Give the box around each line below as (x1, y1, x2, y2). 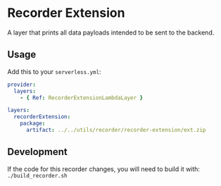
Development (7, 146, 68, 158)
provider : (7, 81, 37, 88)
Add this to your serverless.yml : (7, 67, 101, 75)
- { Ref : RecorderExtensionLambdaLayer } (20, 94, 143, 101)
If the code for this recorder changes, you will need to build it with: (7, 164, 201, 173)
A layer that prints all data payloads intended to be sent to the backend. (7, 28, 215, 37)
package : (20, 120, 46, 128)
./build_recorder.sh (7, 172, 68, 179)
